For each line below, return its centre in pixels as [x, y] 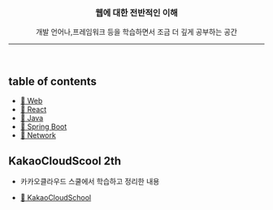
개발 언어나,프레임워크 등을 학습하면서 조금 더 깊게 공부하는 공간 [136, 32]
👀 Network [38, 135]
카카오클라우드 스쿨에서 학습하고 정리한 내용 [90, 181]
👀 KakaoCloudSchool [56, 197]
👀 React [33, 109]
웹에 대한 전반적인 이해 [136, 12]
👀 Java [32, 118]
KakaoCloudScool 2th [65, 161]
